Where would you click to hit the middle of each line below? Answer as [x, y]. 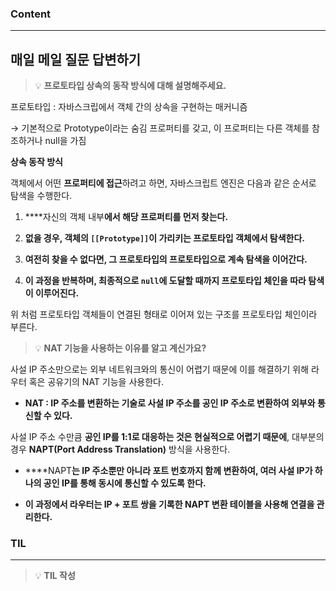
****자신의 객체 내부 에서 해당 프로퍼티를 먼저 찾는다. [126, 217]
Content [31, 14]
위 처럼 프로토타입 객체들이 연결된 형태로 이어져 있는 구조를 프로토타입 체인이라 [164, 314]
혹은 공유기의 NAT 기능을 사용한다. [96, 382]
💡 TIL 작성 [55, 576]
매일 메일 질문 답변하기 [76, 59]
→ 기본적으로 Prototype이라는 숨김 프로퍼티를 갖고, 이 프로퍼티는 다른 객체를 [160, 128]
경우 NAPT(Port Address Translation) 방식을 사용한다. [120, 449]
